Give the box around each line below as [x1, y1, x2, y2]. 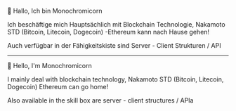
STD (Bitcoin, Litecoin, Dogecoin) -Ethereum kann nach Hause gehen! [7, 28, 209, 36]
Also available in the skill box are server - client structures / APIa [7, 96, 194, 105]
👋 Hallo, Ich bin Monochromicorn [7, 7, 103, 15]
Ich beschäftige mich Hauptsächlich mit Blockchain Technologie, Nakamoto [7, 20, 226, 28]
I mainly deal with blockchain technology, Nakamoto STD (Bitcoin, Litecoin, [7, 75, 224, 84]
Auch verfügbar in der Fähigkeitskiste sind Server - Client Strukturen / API [7, 41, 221, 49]
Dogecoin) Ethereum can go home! [7, 83, 109, 91]
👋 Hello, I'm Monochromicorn [7, 62, 93, 70]
